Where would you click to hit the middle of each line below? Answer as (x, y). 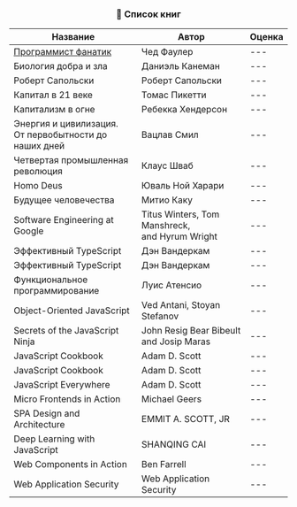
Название (73, 37)
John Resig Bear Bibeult (191, 330)
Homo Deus (38, 185)
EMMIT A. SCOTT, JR (185, 419)
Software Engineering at (64, 219)
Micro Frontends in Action (67, 399)
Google (29, 231)
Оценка (267, 37)
